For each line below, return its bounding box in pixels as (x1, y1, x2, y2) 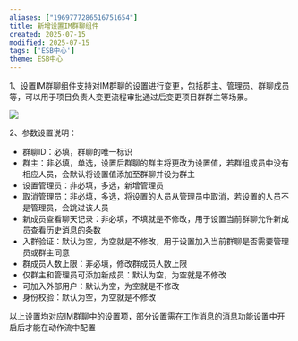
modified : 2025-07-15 (9, 38, 90, 47)
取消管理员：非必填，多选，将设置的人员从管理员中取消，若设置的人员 (21, 192, 282, 201)
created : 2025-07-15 (9, 30, 87, 38)
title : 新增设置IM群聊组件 (9, 21, 99, 30)
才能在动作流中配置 (24, 322, 96, 332)
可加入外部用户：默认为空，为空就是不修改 (21, 281, 180, 291)
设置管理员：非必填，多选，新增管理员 (21, 180, 164, 191)
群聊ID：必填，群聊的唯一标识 (21, 147, 132, 157)
